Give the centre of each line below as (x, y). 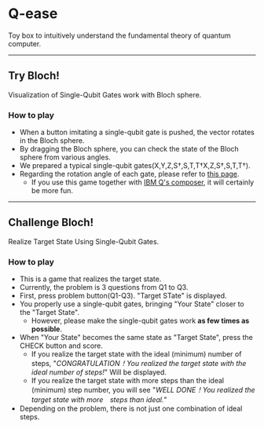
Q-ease (33, 14)
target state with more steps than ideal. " (99, 400)
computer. (25, 43)
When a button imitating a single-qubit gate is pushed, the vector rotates (137, 132)
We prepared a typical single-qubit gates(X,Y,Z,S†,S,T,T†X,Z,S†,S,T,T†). (135, 166)
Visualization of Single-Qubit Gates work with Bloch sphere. (105, 94)
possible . (47, 329)
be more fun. (52, 191)
